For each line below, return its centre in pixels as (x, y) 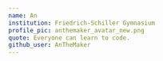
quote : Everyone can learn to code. (69, 38)
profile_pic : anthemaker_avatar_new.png (77, 30)
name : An (23, 15)
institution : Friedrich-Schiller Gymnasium (82, 23)
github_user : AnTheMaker (50, 45)
